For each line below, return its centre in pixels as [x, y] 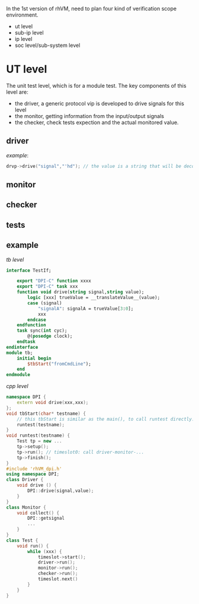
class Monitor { [26, 507]
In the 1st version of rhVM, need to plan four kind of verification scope [91, 9]
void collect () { [38, 513]
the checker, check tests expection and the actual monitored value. [97, 122]
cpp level [17, 386]
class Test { [22, 540]
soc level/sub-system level [47, 45]
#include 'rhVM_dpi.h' [34, 469]
